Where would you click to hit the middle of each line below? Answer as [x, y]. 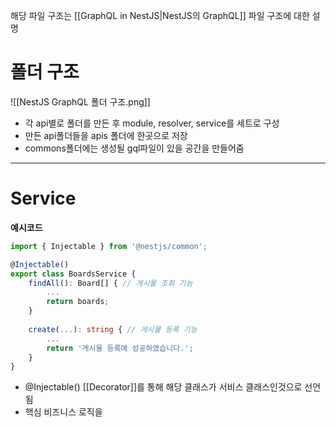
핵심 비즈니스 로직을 [63, 412]
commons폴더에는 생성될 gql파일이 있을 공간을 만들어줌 [134, 148]
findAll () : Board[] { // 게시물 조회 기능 [110, 283]
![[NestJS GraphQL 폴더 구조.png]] [80, 101]
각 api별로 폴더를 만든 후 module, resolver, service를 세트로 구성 [152, 123]
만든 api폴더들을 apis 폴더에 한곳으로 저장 [106, 135]
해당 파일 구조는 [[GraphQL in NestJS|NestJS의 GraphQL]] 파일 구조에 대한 [160, 15]
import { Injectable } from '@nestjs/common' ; [109, 246]
